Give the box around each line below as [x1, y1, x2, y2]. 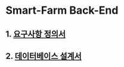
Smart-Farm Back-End [5, 4, 119, 17]
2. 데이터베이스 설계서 [5, 51, 82, 61]
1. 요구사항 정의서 [5, 29, 66, 39]
